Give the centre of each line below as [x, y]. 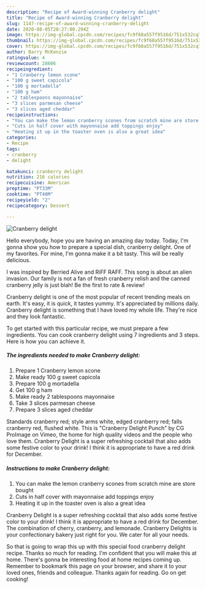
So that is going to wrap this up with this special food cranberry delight [96, 547]
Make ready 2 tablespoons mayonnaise [65, 397]
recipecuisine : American [38, 183]
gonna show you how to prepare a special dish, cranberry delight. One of [99, 247]
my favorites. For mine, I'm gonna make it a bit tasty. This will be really [95, 253]
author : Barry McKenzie [37, 52]
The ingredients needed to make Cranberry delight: [73, 355]
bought [24, 490]
